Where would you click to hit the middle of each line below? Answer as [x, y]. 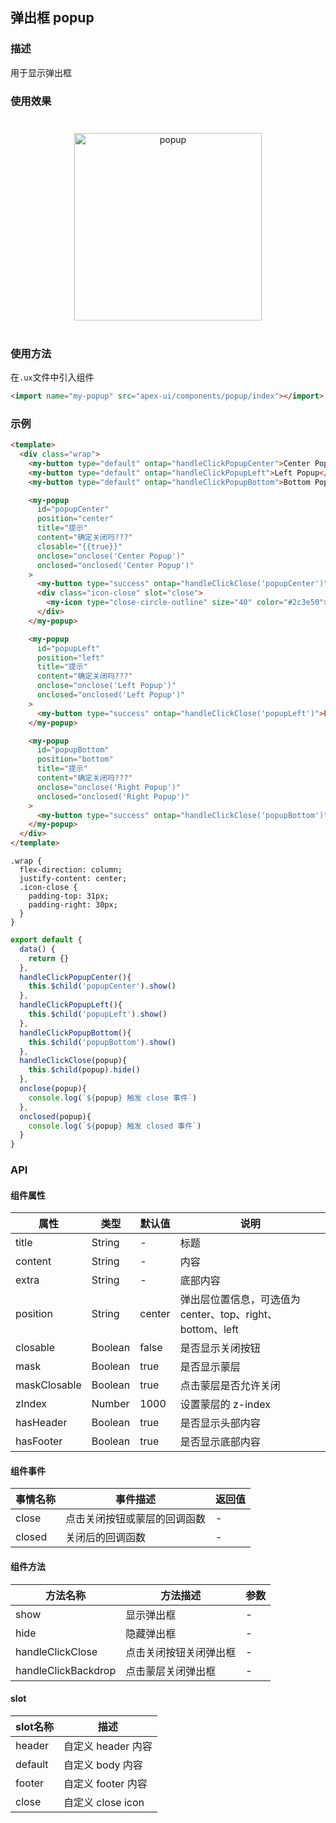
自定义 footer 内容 [105, 1783]
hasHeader [41, 1423]
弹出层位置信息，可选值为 [240, 1300]
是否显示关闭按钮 [220, 1348]
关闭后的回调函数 [106, 1538]
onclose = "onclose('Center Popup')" [111, 556]
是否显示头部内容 [220, 1423]
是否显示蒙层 [210, 1367]
